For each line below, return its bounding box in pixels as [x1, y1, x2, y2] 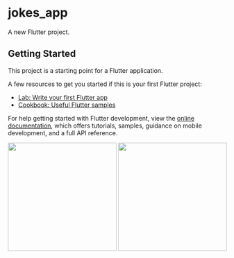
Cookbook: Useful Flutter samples [17, 101, 116, 109]
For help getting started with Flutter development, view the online [8, 114, 195, 122]
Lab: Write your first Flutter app [17, 93, 108, 101]
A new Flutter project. [8, 28, 70, 36]
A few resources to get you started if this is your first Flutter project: [8, 80, 202, 88]
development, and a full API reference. [8, 128, 118, 137]
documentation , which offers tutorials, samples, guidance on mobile [8, 121, 202, 130]
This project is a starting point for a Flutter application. [8, 66, 163, 74]
